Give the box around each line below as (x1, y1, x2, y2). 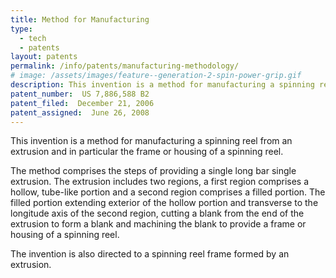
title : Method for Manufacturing (10, 14, 150, 25)
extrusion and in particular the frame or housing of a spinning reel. (10, 146, 284, 158)
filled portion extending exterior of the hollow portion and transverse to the (10, 197, 319, 209)
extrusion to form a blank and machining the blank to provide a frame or (10, 218, 307, 230)
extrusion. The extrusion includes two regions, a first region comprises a (10, 176, 310, 188)
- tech (19, 33, 47, 43)
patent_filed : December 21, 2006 (10, 98, 155, 108)
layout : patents (10, 52, 78, 62)
